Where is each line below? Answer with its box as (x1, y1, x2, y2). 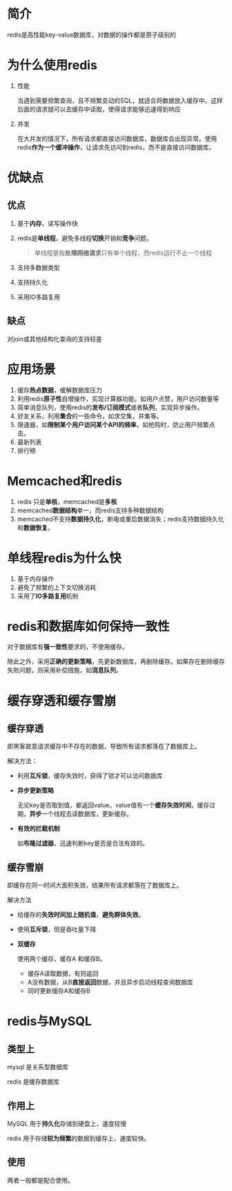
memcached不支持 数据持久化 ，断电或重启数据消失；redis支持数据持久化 (17, 514, 224, 523)
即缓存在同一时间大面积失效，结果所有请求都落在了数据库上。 (7, 881, 183, 890)
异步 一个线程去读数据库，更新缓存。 (29, 809, 133, 818)
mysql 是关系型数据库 (7, 1063, 69, 1071)
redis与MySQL (7, 1014, 92, 1029)
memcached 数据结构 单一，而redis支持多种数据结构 (17, 506, 164, 514)
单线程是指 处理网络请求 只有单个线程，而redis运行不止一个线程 (34, 249, 213, 257)
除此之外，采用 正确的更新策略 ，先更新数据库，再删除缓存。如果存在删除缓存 (7, 657, 225, 665)
